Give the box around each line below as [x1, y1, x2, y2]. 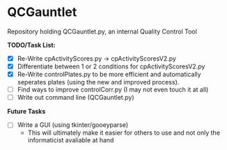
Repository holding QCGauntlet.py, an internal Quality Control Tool [7, 27, 197, 36]
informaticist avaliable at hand [27, 136, 114, 144]
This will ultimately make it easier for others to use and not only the [27, 128, 221, 137]
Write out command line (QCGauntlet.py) [17, 93, 134, 102]
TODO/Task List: [7, 40, 56, 49]
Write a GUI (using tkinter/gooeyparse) [17, 121, 129, 129]
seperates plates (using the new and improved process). [17, 78, 180, 87]
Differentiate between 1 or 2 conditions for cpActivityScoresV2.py [17, 62, 205, 70]
